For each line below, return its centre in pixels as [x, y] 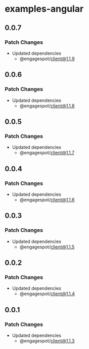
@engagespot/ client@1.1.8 [47, 105]
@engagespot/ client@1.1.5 [47, 247]
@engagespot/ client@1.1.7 [47, 153]
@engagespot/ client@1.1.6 [47, 200]
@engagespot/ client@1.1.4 [47, 294]
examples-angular [44, 9]
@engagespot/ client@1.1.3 [47, 341]
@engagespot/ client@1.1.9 [47, 59]
